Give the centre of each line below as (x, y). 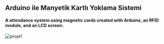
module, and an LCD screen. (34, 25)
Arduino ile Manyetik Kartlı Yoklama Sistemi (73, 8)
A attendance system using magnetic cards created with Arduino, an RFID (82, 20)
